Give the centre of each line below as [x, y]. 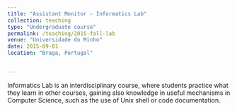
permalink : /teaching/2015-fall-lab [61, 33]
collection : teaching [39, 20]
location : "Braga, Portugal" [50, 53]
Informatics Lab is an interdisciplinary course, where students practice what [118, 85]
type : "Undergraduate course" [52, 27]
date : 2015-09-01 [33, 46]
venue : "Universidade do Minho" [55, 40]
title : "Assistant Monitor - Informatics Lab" [77, 14]
